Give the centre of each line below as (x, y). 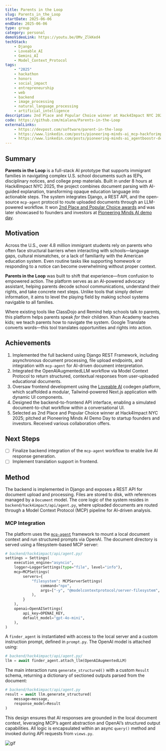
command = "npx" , (56, 586)
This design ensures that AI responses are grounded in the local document (81, 717)
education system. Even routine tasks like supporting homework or (73, 261)
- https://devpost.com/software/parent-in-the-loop (68, 129)
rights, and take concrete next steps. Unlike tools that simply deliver (74, 291)
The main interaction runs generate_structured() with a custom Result (77, 670)
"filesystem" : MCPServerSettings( (67, 581)
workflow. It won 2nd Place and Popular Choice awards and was (89, 207)
